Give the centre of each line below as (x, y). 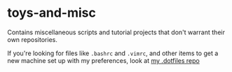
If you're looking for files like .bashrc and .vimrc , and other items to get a (113, 53)
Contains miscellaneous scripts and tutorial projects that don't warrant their (116, 32)
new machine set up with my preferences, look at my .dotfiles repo (103, 60)
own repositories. (32, 39)
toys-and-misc (52, 13)
